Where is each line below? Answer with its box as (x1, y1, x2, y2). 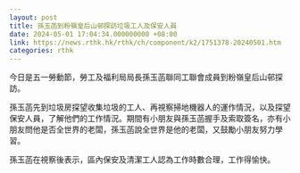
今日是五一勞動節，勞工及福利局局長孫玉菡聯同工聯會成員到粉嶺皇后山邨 (9, 72, 275, 83)
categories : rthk (9, 46, 74, 55)
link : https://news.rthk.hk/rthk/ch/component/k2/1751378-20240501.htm (9, 37, 281, 47)
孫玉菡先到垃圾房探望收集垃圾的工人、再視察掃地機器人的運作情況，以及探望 (9, 102, 291, 112)
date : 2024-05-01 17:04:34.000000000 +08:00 (9, 29, 178, 38)
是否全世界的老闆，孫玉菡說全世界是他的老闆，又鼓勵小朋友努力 (39, 124, 275, 135)
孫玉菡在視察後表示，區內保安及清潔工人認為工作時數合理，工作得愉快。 (9, 154, 275, 165)
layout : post (9, 12, 58, 22)
